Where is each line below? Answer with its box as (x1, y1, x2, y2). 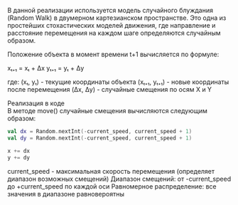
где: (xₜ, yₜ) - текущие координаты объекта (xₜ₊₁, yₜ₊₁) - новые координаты (7, 78, 229, 86)
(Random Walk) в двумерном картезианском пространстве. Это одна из (7, 14, 227, 22)
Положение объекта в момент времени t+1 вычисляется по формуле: (7, 50, 220, 58)
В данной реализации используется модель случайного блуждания (7, 6, 213, 14)
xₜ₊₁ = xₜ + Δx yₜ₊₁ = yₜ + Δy (7, 64, 85, 72)
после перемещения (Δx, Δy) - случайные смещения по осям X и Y (7, 85, 212, 93)
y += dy (7, 154, 31, 161)
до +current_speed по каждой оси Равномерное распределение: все (7, 182, 217, 191)
